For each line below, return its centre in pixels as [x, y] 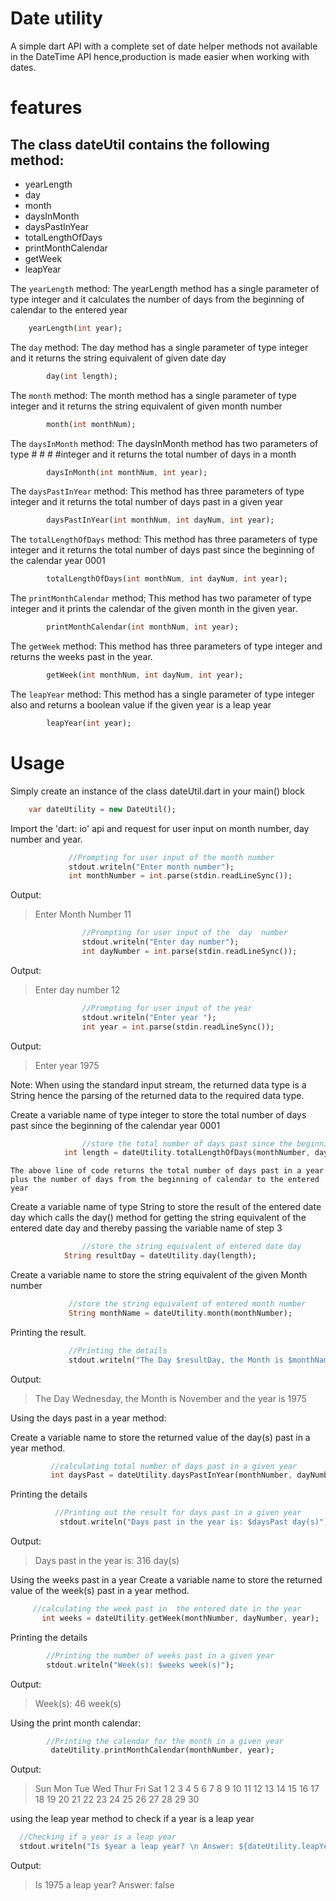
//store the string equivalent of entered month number [187, 1304]
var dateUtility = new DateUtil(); [102, 809]
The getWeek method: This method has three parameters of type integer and [166, 646]
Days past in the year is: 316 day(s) [107, 1560]
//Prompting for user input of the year [167, 1008]
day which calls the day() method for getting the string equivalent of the [158, 1218]
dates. [23, 67]
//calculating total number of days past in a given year [174, 1466]
